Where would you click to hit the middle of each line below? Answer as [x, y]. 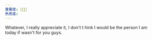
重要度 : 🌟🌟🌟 [16, 9]
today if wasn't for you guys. [34, 32]
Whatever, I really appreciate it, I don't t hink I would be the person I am [76, 27]
